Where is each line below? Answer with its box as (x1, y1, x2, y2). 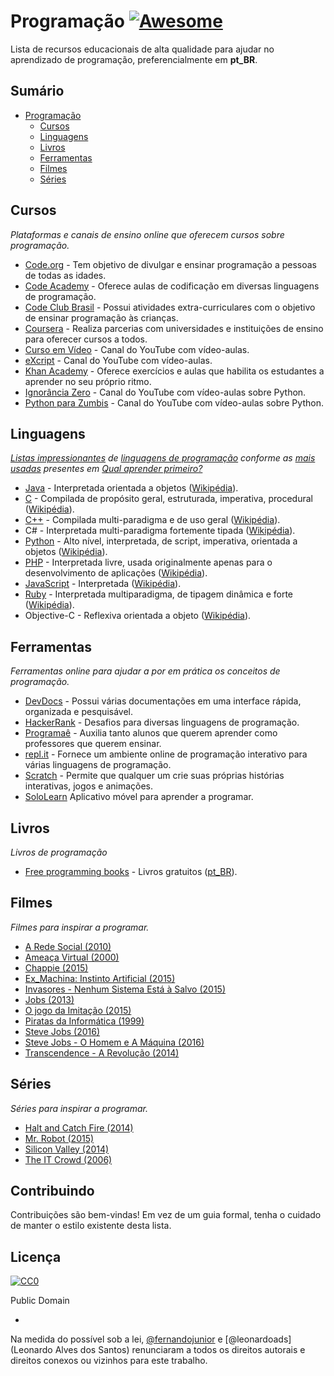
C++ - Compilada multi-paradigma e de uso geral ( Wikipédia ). (24, 514, 281, 526)
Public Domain (10, 1295, 70, 1307)
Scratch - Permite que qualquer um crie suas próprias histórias (24, 770, 285, 782)
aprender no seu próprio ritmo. (24, 375, 152, 387)
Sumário (10, 83, 65, 100)
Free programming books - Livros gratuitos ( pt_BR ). (24, 866, 238, 877)
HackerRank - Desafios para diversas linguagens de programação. (24, 716, 300, 729)
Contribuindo (10, 1183, 95, 1200)
